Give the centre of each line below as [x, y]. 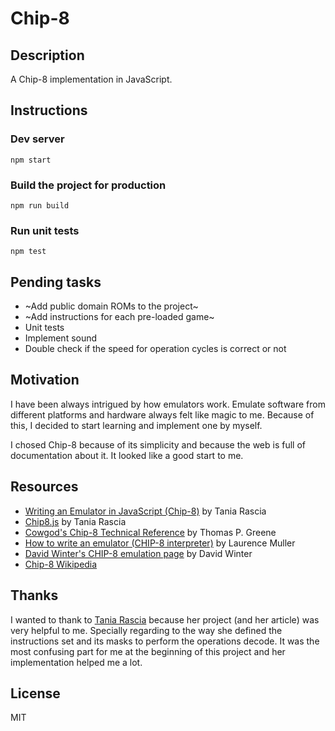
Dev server [37, 139]
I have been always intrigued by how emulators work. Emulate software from [168, 404]
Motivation [45, 380]
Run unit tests [45, 230]
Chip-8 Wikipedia [61, 564]
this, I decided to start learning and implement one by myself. [136, 425]
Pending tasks [56, 282]
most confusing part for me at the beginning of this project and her [148, 651]
